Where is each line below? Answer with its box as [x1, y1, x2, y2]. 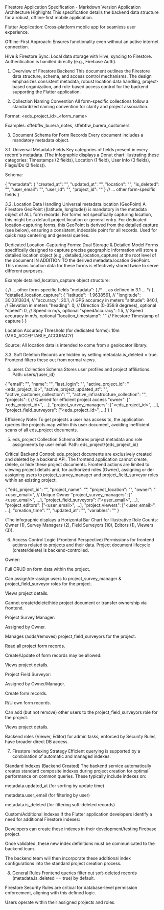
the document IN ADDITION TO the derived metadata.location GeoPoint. [5, 257, 151, 263]
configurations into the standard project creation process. [5, 861, 121, 866]
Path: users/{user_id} [12, 372, 55, 377]
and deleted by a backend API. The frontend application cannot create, [5, 456, 148, 462]
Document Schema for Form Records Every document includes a [12, 132, 143, 138]
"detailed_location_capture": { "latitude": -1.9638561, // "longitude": [5, 292, 141, 298]
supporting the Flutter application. [12, 89, 81, 94]
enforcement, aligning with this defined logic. [5, 890, 96, 895]
